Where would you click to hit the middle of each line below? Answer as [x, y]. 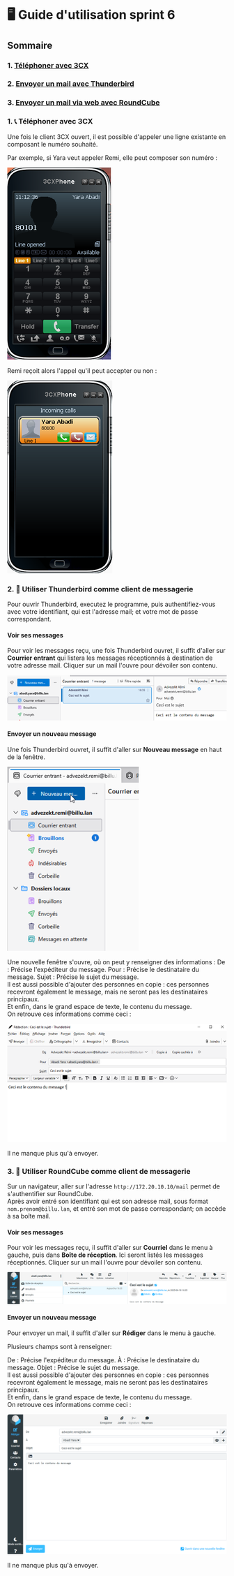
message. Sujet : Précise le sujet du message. [73, 977]
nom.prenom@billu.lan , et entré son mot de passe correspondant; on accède [117, 1209]
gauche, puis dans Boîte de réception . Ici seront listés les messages [105, 1255]
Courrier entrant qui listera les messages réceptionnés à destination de [110, 658]
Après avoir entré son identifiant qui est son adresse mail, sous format [108, 1201]
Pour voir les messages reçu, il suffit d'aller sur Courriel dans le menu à [110, 1248]
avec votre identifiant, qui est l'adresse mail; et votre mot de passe [103, 611]
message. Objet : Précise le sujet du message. [73, 1367]
